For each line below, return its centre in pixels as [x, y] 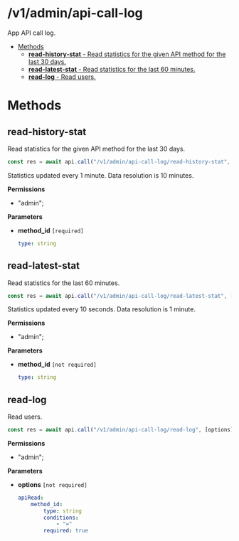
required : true [66, 531]
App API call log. [32, 33]
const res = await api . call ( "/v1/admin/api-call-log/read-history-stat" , [119, 161]
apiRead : [31, 498]
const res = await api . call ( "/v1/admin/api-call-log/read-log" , [105, 430]
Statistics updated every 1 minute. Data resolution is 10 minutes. [101, 175]
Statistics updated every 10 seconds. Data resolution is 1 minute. [101, 309]
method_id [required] [51, 230]
